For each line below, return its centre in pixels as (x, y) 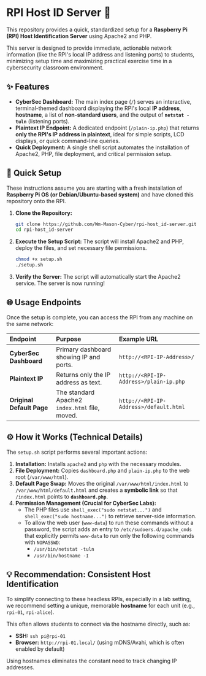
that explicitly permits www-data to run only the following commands (109, 535)
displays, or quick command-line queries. (68, 141)
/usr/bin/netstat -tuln (64, 549)
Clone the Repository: (44, 213)
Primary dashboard (84, 349)
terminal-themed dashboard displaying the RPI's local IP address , (98, 108)
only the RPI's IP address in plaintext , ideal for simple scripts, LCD (100, 134)
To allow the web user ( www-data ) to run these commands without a (109, 523)
